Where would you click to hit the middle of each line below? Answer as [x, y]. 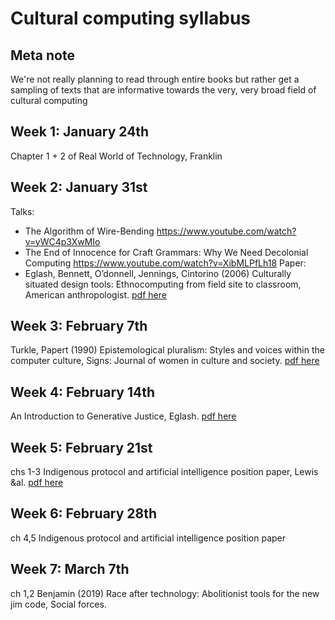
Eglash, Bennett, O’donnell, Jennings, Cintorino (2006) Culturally [158, 273]
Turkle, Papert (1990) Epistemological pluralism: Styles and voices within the [167, 350]
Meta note [42, 55]
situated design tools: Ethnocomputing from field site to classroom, [163, 284]
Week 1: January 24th [80, 132]
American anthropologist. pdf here [95, 294]
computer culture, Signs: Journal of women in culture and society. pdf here [165, 361]
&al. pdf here [37, 483]
